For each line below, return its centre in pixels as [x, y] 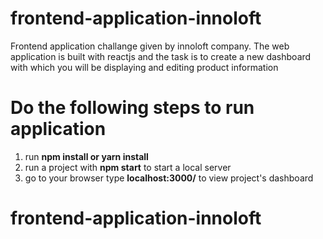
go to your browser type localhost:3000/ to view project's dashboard [169, 178]
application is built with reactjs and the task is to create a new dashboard [161, 56]
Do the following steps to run [132, 108]
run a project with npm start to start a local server [128, 167]
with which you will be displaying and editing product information [144, 67]
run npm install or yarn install [86, 156]
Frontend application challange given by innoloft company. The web [150, 46]
